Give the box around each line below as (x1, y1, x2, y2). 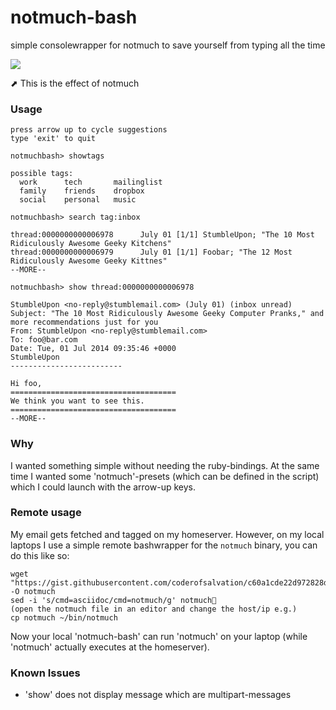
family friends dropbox (19, 186, 145, 196)
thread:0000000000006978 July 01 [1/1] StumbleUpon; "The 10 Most (10, 230, 315, 240)
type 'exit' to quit (10, 134, 97, 144)
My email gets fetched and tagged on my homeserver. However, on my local (10, 528, 325, 540)
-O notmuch (10, 586, 56, 596)
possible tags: (10, 169, 74, 179)
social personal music (19, 195, 137, 205)
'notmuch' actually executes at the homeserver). (10, 641, 210, 653)
